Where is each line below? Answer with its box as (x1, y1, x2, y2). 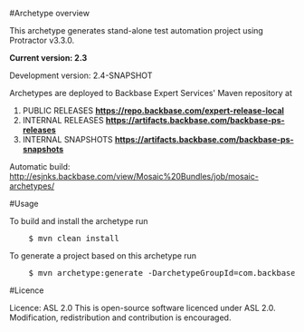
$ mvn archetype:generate (28, 268, 144, 278)
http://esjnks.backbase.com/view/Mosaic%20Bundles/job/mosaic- (9, 171, 260, 181)
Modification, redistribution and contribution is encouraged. (9, 312, 232, 323)
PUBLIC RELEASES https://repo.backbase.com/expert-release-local (22, 105, 285, 116)
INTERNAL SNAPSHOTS (22, 134, 113, 144)
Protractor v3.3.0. (9, 35, 75, 45)
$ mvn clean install (28, 233, 119, 243)
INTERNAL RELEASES (22, 115, 104, 125)
